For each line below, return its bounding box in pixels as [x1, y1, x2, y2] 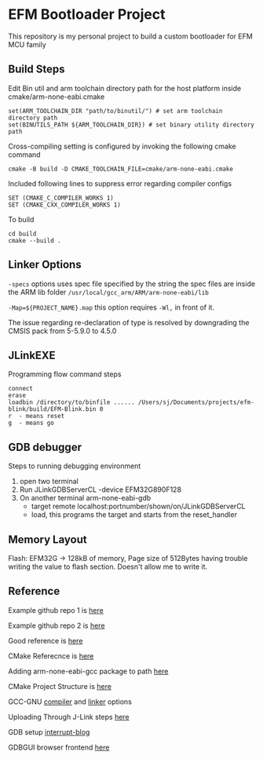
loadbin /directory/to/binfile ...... [8, 398, 135, 406]
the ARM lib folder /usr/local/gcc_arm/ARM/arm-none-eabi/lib [8, 287, 210, 296]
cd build [8, 229, 37, 237]
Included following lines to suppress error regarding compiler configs [8, 178, 232, 188]
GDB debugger [8, 440, 82, 453]
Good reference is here [8, 636, 83, 645]
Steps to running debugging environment [8, 461, 141, 471]
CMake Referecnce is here [8, 651, 94, 661]
